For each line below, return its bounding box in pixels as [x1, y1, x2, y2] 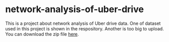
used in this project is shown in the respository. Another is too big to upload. [5, 25, 164, 31]
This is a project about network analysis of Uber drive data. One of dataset [5, 20, 161, 26]
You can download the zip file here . [5, 31, 79, 37]
